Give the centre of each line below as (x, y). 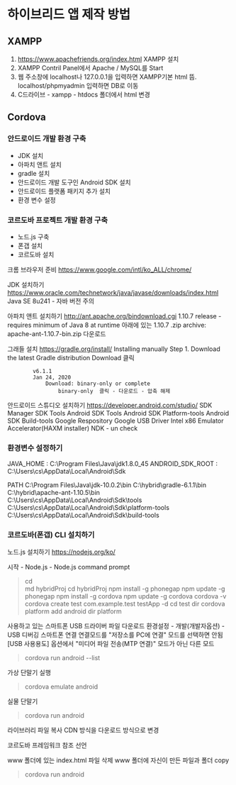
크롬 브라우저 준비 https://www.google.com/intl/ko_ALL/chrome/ (100, 269)
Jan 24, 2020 (52, 377)
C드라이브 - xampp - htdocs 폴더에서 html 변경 (84, 94)
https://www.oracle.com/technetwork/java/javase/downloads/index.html (113, 292)
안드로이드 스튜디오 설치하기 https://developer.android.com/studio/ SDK (110, 405)
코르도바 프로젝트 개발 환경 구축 (58, 220)
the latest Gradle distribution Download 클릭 (71, 357)
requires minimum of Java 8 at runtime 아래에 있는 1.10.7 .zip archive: (107, 325)
